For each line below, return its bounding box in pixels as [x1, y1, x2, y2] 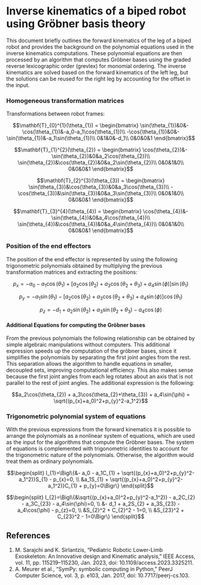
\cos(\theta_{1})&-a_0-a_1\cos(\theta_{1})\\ [22, 128, 126, 136]
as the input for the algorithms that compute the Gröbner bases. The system [6, 438, 194, 446]
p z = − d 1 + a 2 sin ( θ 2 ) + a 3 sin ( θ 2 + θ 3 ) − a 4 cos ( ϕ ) [40, 306, 162, 315]
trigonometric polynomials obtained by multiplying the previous [6, 262, 163, 269]
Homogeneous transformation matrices [6, 96, 124, 105]
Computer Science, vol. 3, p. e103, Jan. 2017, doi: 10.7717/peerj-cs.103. [14, 572, 190, 579]
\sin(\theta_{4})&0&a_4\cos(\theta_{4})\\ [51, 214, 151, 222]
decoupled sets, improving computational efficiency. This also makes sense [6, 366, 194, 374]
